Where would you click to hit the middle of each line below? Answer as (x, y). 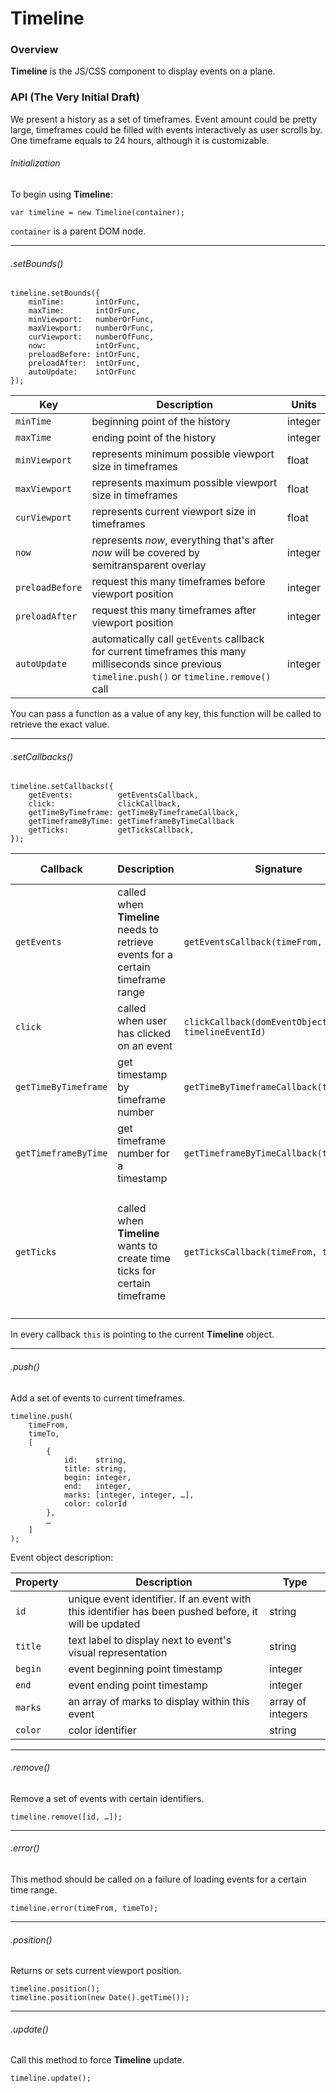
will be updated (104, 1624)
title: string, (95, 1468)
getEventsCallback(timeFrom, (253, 942)
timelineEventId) (225, 1032)
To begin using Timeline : (62, 194)
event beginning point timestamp (145, 1669)
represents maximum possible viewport (184, 483)
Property (37, 1582)
